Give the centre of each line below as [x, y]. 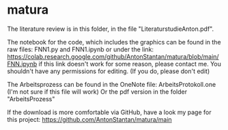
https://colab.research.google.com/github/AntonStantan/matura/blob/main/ [113, 56]
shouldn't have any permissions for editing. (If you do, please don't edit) [109, 71]
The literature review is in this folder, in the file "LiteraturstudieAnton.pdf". [110, 29]
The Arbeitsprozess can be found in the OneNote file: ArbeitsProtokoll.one [112, 84]
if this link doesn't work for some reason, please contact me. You [130, 64]
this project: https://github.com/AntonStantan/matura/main [89, 119]
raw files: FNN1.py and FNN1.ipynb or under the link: [81, 49]
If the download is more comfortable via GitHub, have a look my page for [109, 112]
